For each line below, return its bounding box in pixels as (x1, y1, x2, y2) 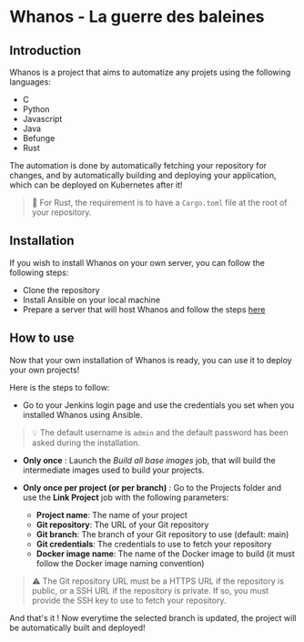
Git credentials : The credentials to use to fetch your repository (35, 538, 272, 549)
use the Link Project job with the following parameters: (22, 492, 229, 503)
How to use (9, 331, 75, 346)
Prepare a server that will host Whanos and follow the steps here (22, 303, 266, 315)
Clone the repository (22, 284, 100, 295)
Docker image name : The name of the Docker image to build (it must (35, 548, 296, 559)
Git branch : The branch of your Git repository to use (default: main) (35, 528, 289, 539)
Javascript (22, 114, 63, 124)
